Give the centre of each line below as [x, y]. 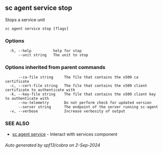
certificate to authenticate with [40, 90]
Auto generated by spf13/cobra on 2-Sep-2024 [53, 145]
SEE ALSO [17, 123]
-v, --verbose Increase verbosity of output [67, 111]
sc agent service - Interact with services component [65, 134]
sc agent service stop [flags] [37, 29]
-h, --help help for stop [46, 51]
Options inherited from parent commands [55, 68]
